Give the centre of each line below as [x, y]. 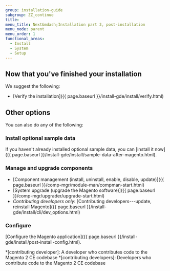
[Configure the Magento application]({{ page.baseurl [61, 237]
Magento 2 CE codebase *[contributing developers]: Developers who [78, 258]
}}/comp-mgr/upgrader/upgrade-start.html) [59, 195]
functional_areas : [25, 39]
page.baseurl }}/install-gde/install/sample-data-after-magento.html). [84, 155]
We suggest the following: [33, 86]
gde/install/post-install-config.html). [44, 242]
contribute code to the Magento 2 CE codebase [56, 263]
